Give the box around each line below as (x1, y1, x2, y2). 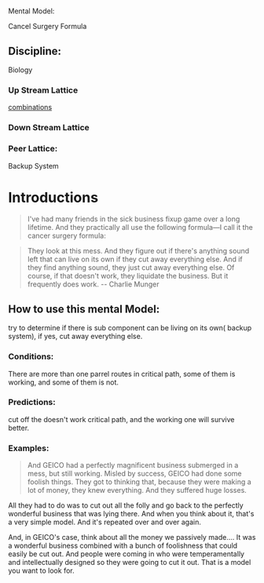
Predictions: (8, 397, 57, 408)
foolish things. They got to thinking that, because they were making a (27, 477, 251, 486)
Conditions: (8, 352, 54, 363)
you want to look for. (8, 566, 75, 575)
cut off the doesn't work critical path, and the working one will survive (8, 414, 235, 424)
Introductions (8, 188, 99, 206)
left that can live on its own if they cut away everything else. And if (27, 254, 244, 264)
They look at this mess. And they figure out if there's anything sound (27, 246, 250, 256)
